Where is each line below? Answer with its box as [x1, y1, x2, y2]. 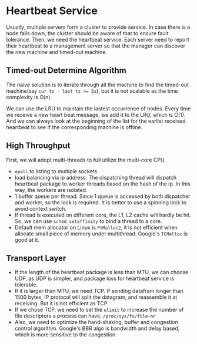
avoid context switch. [14, 205, 66, 212]
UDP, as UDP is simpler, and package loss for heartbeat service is [14, 275, 175, 282]
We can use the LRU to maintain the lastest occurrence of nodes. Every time [6, 104, 191, 112]
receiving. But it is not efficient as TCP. [14, 300, 109, 307]
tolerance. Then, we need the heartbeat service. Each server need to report [6, 36, 189, 43]
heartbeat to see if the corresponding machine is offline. [6, 123, 143, 130]
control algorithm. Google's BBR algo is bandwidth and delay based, [14, 325, 180, 332]
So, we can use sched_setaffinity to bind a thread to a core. [14, 217, 163, 224]
